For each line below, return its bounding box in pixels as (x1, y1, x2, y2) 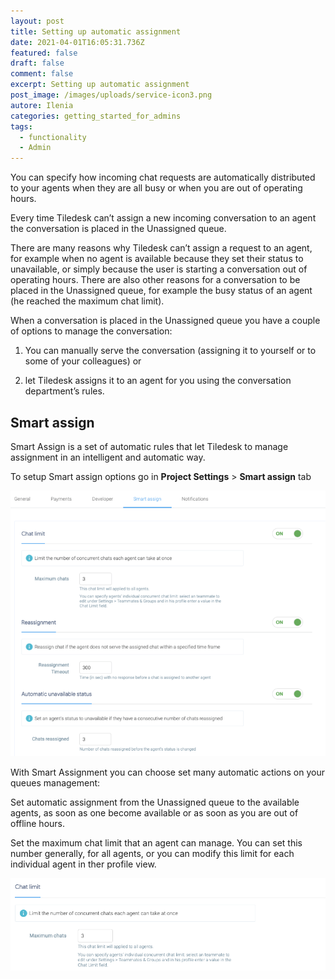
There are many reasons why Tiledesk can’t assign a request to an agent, (10, 242, 313, 254)
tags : (10, 121, 33, 132)
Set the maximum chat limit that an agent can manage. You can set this (10, 837, 303, 849)
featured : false (10, 48, 78, 58)
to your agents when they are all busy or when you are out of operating (10, 182, 303, 194)
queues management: (10, 777, 101, 789)
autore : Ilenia (10, 100, 74, 110)
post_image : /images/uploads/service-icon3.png (10, 90, 213, 100)
